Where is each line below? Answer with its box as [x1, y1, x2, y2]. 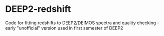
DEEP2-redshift [5, 3, 71, 15]
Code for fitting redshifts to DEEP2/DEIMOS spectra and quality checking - [5, 20, 159, 26]
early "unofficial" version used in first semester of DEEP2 [5, 25, 123, 31]
